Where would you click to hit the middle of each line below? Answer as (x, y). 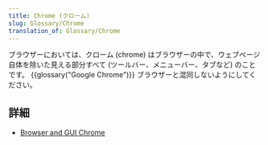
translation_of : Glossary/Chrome (64, 31)
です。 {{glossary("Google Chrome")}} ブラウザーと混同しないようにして (129, 75)
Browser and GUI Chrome (62, 133)
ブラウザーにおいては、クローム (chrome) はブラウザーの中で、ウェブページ (134, 55)
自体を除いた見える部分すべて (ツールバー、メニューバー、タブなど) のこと (132, 64)
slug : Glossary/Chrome (46, 23)
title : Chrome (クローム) (49, 16)
